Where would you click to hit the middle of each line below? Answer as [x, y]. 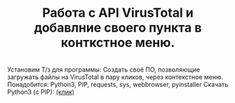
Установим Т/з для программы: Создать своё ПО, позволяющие [104, 69]
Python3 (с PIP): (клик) [41, 92]
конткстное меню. [118, 43]
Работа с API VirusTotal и [118, 13]
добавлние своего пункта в [118, 28]
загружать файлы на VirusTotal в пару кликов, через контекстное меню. [115, 77]
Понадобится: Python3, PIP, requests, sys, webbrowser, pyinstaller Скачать [118, 84]
